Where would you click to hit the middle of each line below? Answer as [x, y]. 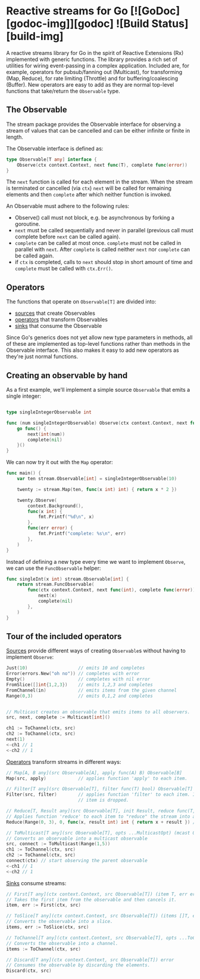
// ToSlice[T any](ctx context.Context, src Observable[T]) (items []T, [98, 916]
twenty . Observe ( [37, 500]
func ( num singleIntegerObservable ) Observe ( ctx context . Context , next [97, 423]
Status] [170, 24]
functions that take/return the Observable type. [63, 91]
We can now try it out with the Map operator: [60, 462]
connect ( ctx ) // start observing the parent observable [77, 861]
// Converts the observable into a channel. [62, 943]
